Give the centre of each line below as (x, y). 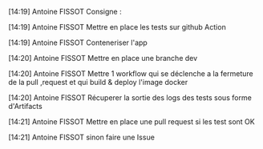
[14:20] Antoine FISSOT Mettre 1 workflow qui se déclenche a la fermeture (131, 74)
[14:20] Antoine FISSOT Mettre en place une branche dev (103, 58)
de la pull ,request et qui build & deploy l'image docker (98, 82)
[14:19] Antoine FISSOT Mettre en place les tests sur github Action (117, 27)
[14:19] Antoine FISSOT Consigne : (65, 12)
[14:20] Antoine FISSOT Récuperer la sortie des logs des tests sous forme (130, 98)
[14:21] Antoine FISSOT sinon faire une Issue (81, 137)
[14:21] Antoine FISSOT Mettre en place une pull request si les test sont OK (131, 122)
